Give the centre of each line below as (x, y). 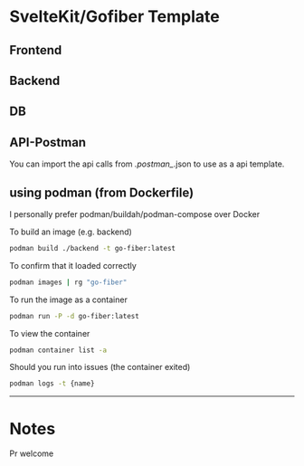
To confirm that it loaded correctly (73, 265)
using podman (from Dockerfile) (102, 192)
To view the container (50, 333)
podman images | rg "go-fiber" (68, 282)
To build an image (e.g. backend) (71, 232)
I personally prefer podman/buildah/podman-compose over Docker (135, 214)
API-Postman (48, 142)
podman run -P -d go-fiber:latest (75, 316)
